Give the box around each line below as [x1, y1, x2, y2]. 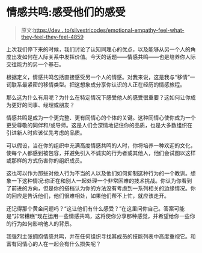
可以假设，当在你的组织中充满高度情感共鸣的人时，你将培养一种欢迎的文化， [6, 142, 196, 149]
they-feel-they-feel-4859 [20, 33, 84, 40]
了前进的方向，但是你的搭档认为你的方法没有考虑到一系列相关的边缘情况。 [6, 184, 191, 192]
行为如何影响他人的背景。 [11, 220, 75, 227]
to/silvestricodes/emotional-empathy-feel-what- [64, 26, 185, 34]
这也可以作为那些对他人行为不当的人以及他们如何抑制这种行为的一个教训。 [6, 169, 191, 177]
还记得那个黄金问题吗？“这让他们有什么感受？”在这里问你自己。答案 [6, 205, 174, 212]
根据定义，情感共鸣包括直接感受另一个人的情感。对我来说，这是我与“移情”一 [6, 73, 195, 81]
